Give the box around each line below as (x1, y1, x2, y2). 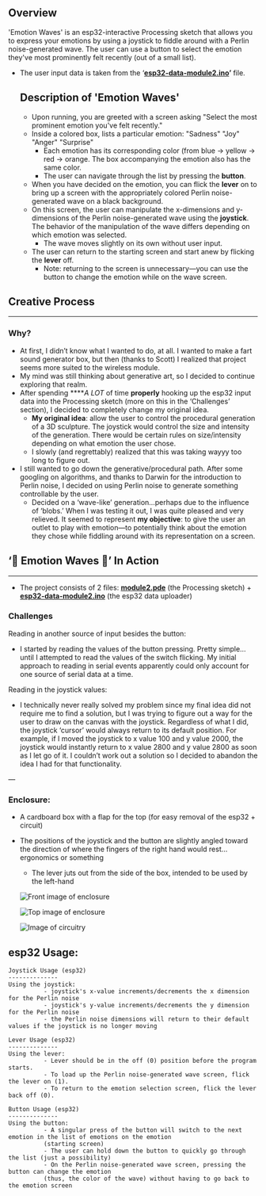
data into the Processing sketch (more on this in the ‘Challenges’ (19, 396, 230, 406)
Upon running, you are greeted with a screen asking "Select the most (31, 112, 257, 121)
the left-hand (31, 877, 74, 886)
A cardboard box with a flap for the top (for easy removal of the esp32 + (19, 812, 256, 822)
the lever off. (31, 255, 74, 265)
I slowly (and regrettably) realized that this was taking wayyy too (31, 447, 242, 457)
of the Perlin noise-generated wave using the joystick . (70, 213, 249, 223)
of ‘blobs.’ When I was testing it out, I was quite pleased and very (31, 506, 244, 515)
